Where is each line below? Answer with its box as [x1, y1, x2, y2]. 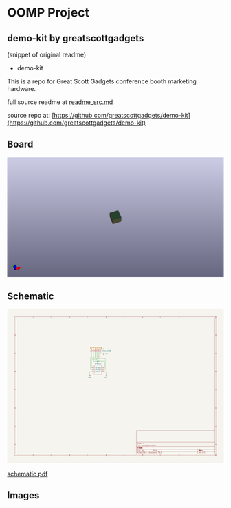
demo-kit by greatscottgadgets [7, 32, 144, 44]
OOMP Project [7, 5, 90, 21]
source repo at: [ [7, 112, 54, 119]
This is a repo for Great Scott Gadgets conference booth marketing [7, 77, 197, 85]
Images [7, 489, 40, 501]
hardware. [7, 85, 36, 92]
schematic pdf [7, 469, 48, 478]
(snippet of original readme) [7, 50, 87, 59]
